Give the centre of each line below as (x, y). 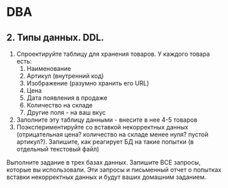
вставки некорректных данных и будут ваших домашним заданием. (106, 177)
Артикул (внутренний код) (65, 76)
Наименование (49, 69)
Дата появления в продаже (67, 98)
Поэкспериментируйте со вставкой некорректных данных (102, 127)
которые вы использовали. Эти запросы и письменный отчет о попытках (114, 170)
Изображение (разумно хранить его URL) (88, 83)
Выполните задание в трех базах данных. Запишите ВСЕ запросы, (104, 162)
